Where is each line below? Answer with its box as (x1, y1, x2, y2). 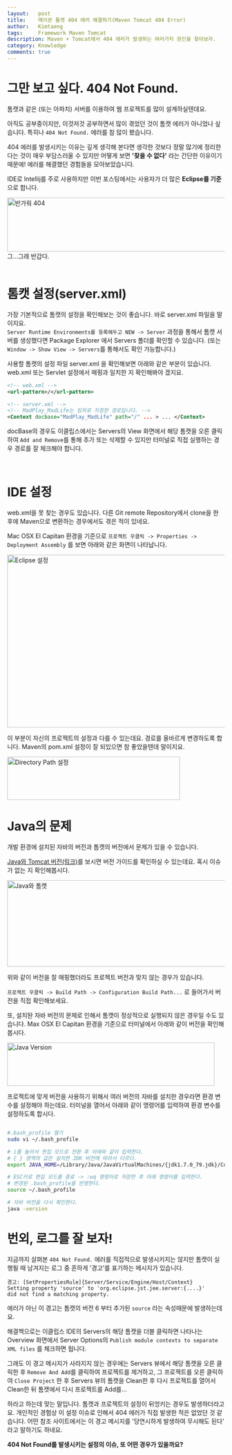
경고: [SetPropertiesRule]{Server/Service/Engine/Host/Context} (7, 1279, 193, 1286)
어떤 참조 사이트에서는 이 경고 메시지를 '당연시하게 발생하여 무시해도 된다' (27, 1417, 224, 1425)
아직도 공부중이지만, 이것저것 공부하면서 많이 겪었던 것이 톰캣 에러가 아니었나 (7, 119, 214, 128)
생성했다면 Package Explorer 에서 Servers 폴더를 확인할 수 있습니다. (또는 (19, 336, 221, 344)
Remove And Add (27, 1369, 71, 1376)
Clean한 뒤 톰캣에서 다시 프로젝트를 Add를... (7, 1385, 127, 1393)
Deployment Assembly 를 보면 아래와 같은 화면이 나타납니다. (7, 540, 167, 549)
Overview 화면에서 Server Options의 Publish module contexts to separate (7, 1335, 219, 1344)
